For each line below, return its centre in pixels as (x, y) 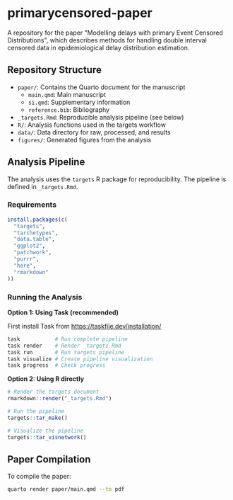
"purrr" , (26, 259)
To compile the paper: (39, 477)
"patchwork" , (33, 253)
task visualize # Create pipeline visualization (80, 359)
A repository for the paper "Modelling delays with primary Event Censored (115, 33)
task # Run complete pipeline (68, 339)
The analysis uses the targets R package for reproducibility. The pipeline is (117, 179)
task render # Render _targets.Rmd (64, 346)
